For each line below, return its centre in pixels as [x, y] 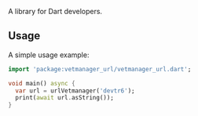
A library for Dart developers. [55, 11]
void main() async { [42, 83]
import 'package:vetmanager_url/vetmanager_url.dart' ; [100, 69]
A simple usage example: [49, 55]
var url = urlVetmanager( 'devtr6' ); [75, 91]
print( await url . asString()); [64, 98]
